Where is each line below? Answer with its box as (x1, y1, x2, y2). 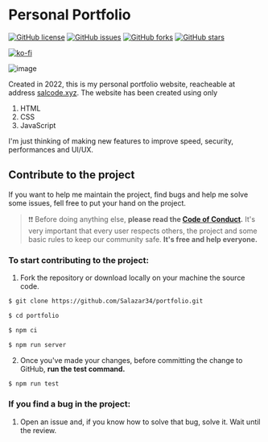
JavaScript (19, 120, 56, 130)
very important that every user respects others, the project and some (27, 226, 258, 236)
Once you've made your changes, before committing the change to (19, 355, 243, 365)
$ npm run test (8, 379, 60, 388)
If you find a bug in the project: (8, 398, 131, 410)
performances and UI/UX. (8, 144, 94, 154)
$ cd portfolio (8, 311, 60, 319)
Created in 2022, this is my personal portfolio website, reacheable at (8, 79, 236, 89)
